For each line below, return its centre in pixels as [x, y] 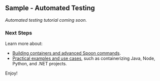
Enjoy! [12, 73]
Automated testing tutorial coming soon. [46, 20]
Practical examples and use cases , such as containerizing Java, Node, [84, 58]
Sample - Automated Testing [50, 8]
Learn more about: [24, 43]
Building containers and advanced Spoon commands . [66, 53]
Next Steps [19, 33]
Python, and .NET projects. [40, 64]
